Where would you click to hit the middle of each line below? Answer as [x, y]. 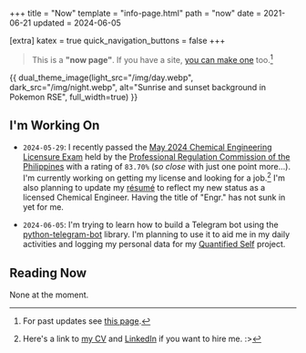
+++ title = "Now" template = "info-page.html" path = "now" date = [136, 13]
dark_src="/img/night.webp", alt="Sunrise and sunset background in [138, 87]
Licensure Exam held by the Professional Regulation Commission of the [156, 157]
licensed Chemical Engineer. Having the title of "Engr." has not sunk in [154, 197]
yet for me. [43, 207]
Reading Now [48, 273]
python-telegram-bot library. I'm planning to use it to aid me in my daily [156, 234]
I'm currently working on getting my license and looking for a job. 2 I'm [153, 177]
